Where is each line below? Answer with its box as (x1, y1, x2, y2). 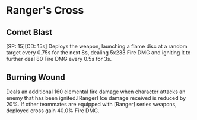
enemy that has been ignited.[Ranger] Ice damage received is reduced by (6, 94, 186, 101)
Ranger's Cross (6, 4, 84, 17)
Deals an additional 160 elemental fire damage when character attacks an (6, 88, 186, 95)
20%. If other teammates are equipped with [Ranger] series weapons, (6, 100, 177, 108)
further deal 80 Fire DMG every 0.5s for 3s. (6, 56, 112, 62)
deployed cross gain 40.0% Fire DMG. (6, 107, 100, 114)
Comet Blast (6, 27, 52, 37)
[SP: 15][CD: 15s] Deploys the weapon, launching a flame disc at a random (6, 43, 188, 50)
